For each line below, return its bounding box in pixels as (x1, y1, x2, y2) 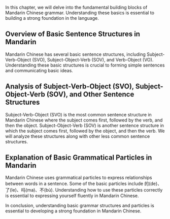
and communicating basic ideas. (5, 67, 74, 73)
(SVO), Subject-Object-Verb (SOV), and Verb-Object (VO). (32, 56, 154, 62)
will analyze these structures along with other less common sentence (5, 133, 150, 139)
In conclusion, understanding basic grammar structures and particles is (5, 203, 155, 209)
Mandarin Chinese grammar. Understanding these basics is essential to (5, 10, 155, 16)
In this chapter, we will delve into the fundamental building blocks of (5, 5, 148, 10)
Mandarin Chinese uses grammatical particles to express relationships (5, 175, 152, 181)
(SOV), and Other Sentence (46, 90, 134, 99)
